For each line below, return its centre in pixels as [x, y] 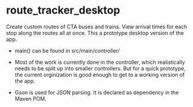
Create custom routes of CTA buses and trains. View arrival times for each [97, 27]
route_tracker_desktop [63, 10]
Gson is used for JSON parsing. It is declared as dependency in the [97, 92]
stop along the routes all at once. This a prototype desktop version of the [95, 33]
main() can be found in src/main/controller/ [67, 50]
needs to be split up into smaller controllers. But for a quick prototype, [100, 68]
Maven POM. [30, 99]
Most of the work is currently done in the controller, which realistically [100, 62]
